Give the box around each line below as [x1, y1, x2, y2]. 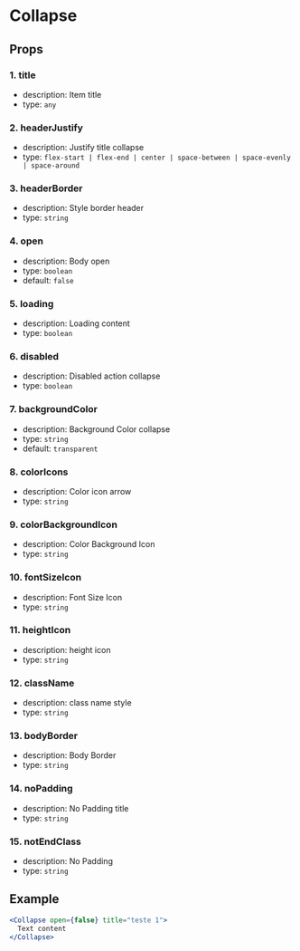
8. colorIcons [9, 466, 69, 478]
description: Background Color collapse [22, 423, 171, 435]
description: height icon [22, 644, 111, 655]
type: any [22, 99, 57, 110]
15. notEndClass [9, 835, 81, 848]
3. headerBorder [9, 182, 83, 195]
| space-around [22, 161, 80, 170]
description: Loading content [22, 318, 131, 329]
